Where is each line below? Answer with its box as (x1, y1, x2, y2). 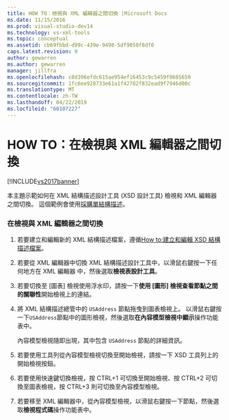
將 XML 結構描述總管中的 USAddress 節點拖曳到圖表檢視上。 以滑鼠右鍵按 (16, 304, 222, 313)
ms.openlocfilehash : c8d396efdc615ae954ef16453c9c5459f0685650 (7, 73, 191, 81)
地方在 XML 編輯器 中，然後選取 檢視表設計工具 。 (23, 267, 161, 275)
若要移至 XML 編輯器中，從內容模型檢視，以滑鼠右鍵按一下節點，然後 (16, 397, 213, 405)
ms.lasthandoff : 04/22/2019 (7, 99, 87, 106)
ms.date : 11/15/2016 (7, 16, 66, 23)
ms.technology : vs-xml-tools (7, 29, 90, 36)
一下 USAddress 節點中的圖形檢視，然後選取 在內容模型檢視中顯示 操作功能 (16, 313, 219, 321)
